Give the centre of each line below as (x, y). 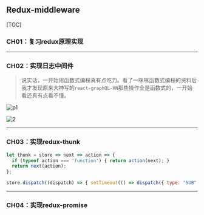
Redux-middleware (43, 10)
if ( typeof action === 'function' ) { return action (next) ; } (91, 160)
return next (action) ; (39, 166)
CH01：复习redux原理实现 (45, 41)
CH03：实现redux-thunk (43, 142)
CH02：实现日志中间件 (40, 66)
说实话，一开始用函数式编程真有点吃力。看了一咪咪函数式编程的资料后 (109, 80)
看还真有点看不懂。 (45, 95)
